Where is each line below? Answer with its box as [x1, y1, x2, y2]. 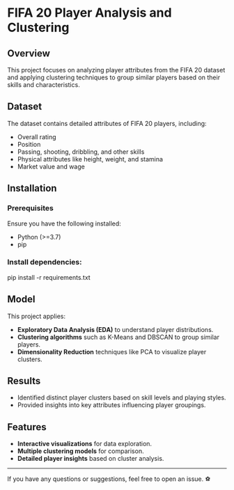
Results [7, 375, 41, 387]
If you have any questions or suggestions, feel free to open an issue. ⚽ [7, 475, 211, 483]
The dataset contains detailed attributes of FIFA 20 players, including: [7, 119, 207, 127]
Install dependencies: [7, 258, 82, 267]
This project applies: [7, 312, 66, 320]
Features [7, 421, 47, 433]
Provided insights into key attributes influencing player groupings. [17, 401, 206, 409]
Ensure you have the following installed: [7, 219, 122, 228]
